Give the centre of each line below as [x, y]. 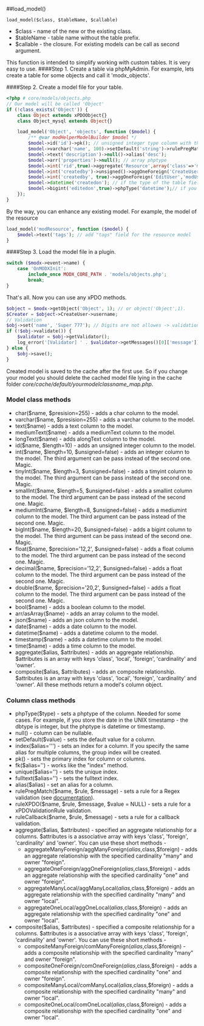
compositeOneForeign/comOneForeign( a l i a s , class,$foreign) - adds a [110, 966]
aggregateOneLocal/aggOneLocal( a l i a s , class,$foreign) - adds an [106, 908]
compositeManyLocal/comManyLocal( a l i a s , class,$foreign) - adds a [109, 985]
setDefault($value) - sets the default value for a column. [85, 739]
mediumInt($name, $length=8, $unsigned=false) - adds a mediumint [101, 510]
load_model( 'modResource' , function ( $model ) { [68, 229]
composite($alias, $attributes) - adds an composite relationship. [95, 671]
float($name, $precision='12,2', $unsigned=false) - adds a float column [104, 549]
